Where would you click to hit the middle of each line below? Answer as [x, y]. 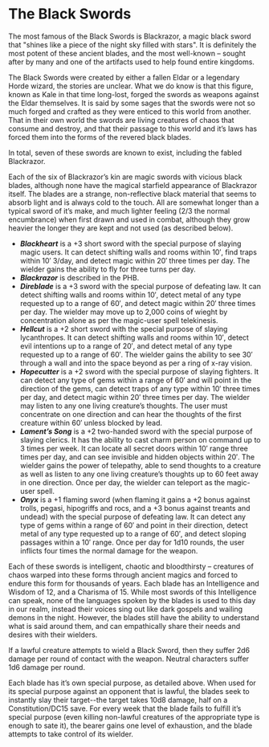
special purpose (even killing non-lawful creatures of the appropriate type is [134, 716]
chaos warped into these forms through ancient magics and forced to [123, 574]
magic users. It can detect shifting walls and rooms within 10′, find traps [138, 252]
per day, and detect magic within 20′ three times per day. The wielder [135, 397]
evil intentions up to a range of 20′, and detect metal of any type [126, 345]
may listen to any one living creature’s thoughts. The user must [124, 406]
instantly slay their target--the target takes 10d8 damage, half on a [118, 700]
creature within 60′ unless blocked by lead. [91, 422]
